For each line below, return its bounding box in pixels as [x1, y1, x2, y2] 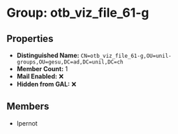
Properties [6, 33, 54, 45]
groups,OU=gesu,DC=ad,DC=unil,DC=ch [16, 59, 124, 66]
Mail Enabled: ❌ [16, 72, 64, 80]
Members [6, 100, 50, 112]
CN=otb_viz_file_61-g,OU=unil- [80, 52, 172, 59]
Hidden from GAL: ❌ [16, 80, 77, 88]
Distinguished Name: [16, 51, 80, 59]
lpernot [16, 119, 38, 127]
